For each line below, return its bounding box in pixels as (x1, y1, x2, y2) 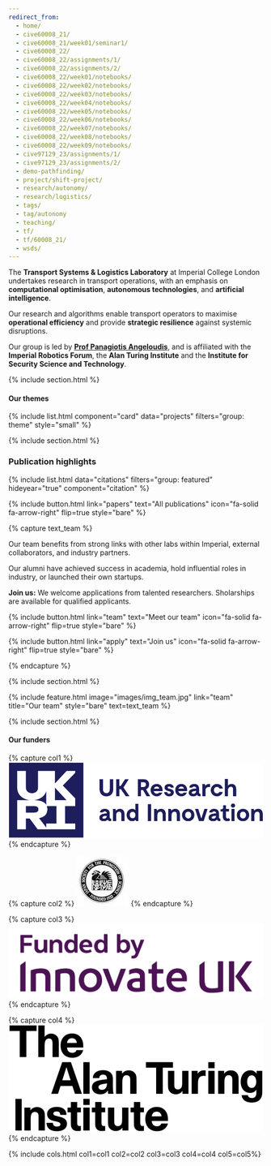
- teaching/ (15, 218, 57, 226)
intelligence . (8, 293, 51, 303)
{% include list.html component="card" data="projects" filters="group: (8, 411, 244, 421)
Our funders (8, 735, 51, 745)
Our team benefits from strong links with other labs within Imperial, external (8, 539, 260, 549)
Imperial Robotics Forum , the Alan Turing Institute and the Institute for (8, 351, 248, 360)
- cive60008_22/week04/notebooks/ (15, 98, 132, 107)
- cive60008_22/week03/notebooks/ (15, 90, 132, 98)
